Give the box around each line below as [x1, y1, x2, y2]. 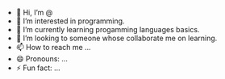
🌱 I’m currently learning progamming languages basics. [15, 25, 200, 34]
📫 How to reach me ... [15, 43, 91, 52]
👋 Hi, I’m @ [15, 8, 53, 17]
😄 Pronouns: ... [15, 54, 69, 64]
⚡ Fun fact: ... [15, 63, 60, 73]
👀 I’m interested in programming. [15, 16, 125, 26]
